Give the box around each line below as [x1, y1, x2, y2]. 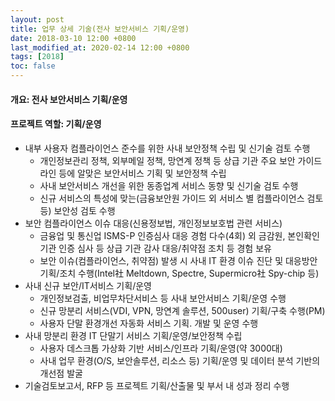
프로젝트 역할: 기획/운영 [10, 118, 102, 130]
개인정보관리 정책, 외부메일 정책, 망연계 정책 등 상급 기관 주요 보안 [39, 154, 296, 166]
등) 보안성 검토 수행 [39, 204, 116, 216]
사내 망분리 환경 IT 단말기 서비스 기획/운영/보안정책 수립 [24, 329, 243, 341]
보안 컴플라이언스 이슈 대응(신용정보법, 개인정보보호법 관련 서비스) [24, 217, 283, 229]
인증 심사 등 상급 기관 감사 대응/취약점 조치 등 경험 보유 [58, 242, 272, 254]
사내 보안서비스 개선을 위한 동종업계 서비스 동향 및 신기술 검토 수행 [39, 179, 299, 191]
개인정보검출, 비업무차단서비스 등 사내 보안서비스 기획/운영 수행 [39, 292, 287, 304]
